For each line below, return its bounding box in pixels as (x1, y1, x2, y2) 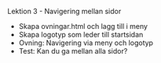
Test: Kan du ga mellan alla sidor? (18, 47, 128, 55)
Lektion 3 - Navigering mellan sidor (7, 7, 122, 16)
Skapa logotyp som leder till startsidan (18, 30, 144, 39)
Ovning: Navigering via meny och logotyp (18, 38, 154, 47)
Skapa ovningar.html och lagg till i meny (18, 22, 148, 30)
